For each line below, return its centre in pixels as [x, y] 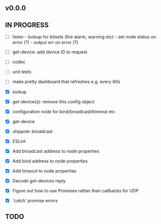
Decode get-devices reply [39, 181]
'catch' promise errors [35, 201]
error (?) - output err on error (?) [45, 43]
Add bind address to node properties [50, 161]
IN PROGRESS [27, 25]
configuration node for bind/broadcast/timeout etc [64, 111]
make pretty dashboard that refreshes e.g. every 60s [66, 82]
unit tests [22, 72]
